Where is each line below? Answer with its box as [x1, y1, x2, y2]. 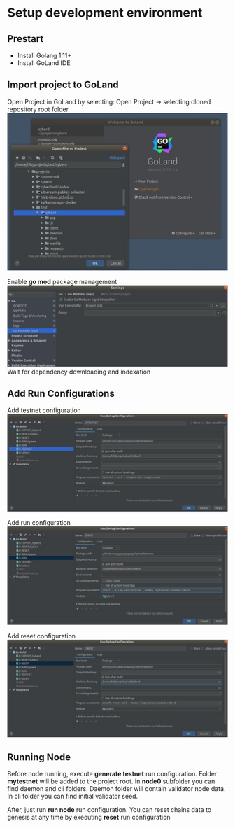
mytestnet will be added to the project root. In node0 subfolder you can [7, 777, 215, 785]
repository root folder [7, 105, 69, 113]
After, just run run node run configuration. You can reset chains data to [7, 806, 212, 814]
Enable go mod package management [7, 277, 117, 286]
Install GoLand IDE [17, 59, 71, 67]
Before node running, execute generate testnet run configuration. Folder [7, 770, 218, 778]
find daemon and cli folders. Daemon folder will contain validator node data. [7, 785, 226, 793]
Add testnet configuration [7, 406, 82, 414]
